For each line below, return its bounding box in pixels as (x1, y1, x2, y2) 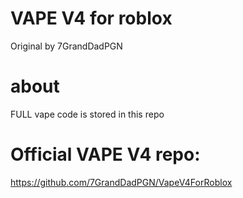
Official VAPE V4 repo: (10, 143, 201, 166)
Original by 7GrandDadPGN (10, 40, 123, 52)
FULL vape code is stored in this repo (10, 108, 165, 120)
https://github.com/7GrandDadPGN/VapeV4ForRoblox (10, 176, 233, 188)
